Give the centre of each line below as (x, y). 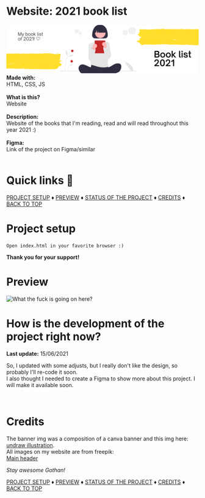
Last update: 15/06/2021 (37, 353)
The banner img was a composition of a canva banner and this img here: (98, 439)
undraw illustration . (31, 445)
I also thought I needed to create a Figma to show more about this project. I (101, 379)
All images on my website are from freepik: (60, 451)
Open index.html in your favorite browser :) (65, 246)
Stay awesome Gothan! (36, 470)
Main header (22, 458)
